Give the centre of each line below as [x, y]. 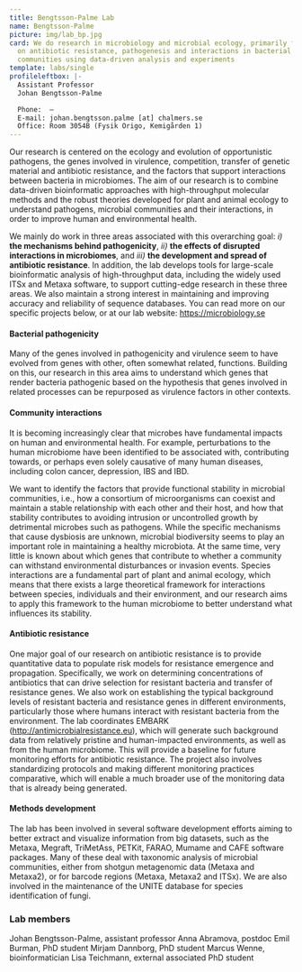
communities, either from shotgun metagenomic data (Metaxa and [132, 867]
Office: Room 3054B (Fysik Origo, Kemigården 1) [110, 126]
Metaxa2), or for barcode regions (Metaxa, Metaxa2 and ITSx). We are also [148, 876]
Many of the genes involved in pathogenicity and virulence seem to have [144, 353]
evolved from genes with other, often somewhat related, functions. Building [148, 363]
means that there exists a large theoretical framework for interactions [138, 584]
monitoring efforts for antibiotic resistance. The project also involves [136, 759]
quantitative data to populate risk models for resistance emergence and [142, 663]
